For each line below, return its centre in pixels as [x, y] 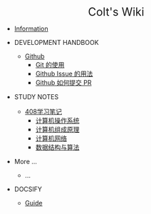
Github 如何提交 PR [63, 82]
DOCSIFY [28, 189]
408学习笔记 [43, 112]
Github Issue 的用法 [64, 73]
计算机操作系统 [57, 121]
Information [31, 29]
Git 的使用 [50, 65]
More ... [26, 162]
